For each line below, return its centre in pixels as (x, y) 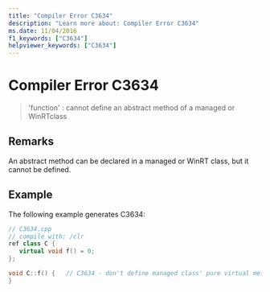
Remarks (31, 142)
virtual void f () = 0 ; (57, 251)
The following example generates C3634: (77, 214)
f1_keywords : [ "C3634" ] (48, 38)
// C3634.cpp (30, 229)
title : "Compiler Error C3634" (61, 16)
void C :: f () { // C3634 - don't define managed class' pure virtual (129, 273)
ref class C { (32, 244)
